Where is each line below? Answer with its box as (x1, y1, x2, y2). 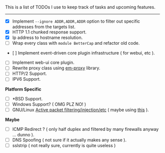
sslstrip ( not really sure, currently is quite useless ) (12, 142, 116, 148)
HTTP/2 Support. (12, 71, 47, 77)
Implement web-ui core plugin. (12, 60, 75, 65)
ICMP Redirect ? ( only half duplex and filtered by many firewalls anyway (12, 126, 159, 132)
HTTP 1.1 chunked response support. (12, 29, 87, 35)
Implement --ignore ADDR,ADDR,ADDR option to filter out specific (12, 18, 140, 24)
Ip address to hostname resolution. (12, 34, 83, 41)
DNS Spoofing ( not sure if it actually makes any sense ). (12, 137, 127, 143)
